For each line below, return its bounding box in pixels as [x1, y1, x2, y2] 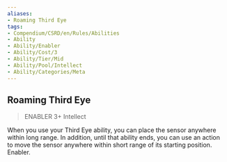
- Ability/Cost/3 [7, 49, 58, 56]
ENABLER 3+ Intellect [24, 113, 86, 121]
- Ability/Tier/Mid [7, 56, 64, 63]
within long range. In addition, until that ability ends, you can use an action [7, 133, 221, 142]
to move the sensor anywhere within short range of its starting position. [7, 140, 212, 149]
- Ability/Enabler [7, 42, 61, 49]
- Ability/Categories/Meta [7, 68, 86, 75]
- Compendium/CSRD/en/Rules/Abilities [7, 29, 120, 37]
